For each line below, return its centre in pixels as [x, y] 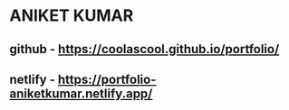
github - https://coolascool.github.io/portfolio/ [144, 49]
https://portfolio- [107, 79]
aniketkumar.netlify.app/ [81, 93]
